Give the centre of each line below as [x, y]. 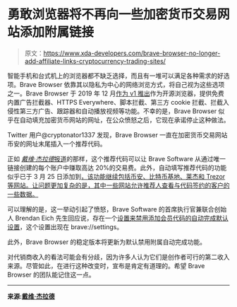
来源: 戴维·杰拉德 [31, 296]
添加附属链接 [57, 32]
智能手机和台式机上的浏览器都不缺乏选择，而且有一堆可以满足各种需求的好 [115, 76]
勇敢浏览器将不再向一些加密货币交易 [113, 15]
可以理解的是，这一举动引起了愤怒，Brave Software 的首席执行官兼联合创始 [117, 209]
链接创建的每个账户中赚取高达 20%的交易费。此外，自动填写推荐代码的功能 [117, 168]
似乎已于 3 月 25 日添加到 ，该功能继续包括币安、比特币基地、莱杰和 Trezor [116, 176]
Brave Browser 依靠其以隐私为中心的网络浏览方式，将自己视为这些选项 [122, 84]
